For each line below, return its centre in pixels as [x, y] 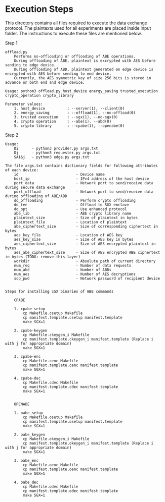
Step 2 [12, 135]
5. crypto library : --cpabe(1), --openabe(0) [69, 126]
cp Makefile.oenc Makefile [51, 465]
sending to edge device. [31, 65]
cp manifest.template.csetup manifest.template [73, 317]
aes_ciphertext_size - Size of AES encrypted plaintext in [85, 244]
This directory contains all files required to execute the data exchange [76, 23]
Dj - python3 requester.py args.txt [57, 153]
